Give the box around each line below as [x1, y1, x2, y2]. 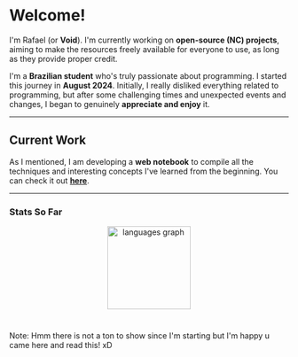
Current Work [9, 133, 87, 148]
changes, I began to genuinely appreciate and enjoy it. [9, 98, 210, 109]
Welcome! [9, 5, 86, 26]
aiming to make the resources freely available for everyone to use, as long [9, 43, 279, 54]
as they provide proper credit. [9, 53, 118, 64]
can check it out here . [9, 175, 90, 186]
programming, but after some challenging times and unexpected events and [9, 89, 286, 100]
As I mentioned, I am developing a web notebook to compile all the [9, 156, 255, 167]
